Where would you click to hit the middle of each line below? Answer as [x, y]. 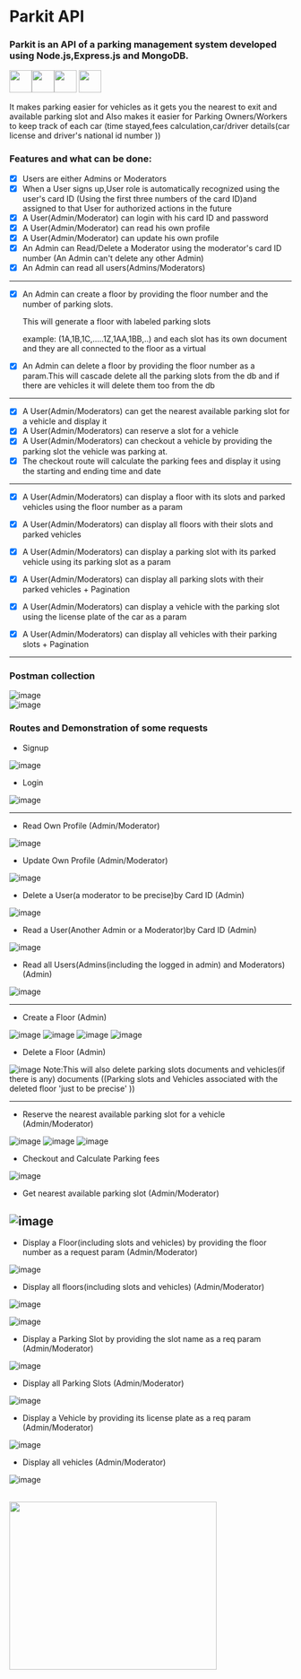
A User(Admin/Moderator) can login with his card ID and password [145, 218]
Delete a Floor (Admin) [64, 1052]
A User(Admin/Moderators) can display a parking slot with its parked [149, 551]
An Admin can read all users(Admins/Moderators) [114, 268]
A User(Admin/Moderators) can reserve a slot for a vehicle [130, 431]
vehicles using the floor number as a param [103, 506]
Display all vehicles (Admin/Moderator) [94, 1462]
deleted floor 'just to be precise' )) [73, 1088]
